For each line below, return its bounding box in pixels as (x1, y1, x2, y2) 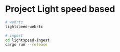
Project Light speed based (5, 3, 116, 15)
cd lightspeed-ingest (5, 38, 50, 43)
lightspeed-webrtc (5, 24, 43, 29)
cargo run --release (5, 42, 48, 47)
